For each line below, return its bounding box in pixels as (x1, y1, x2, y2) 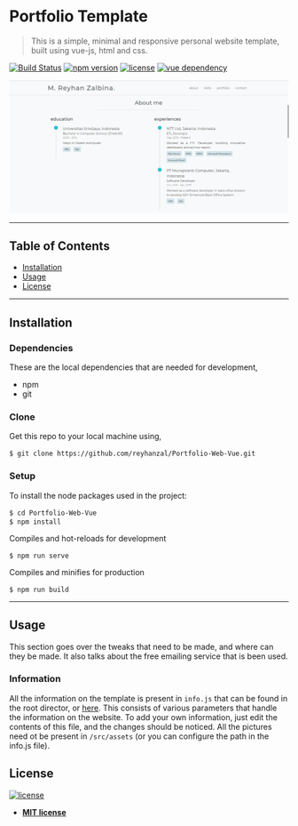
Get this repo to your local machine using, (9, 431, 162, 442)
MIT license (21, 806, 67, 817)
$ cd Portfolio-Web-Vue (9, 509, 98, 517)
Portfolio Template (9, 6, 148, 27)
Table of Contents (9, 238, 111, 254)
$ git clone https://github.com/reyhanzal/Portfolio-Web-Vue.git (9, 449, 255, 459)
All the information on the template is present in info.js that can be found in (9, 693, 288, 703)
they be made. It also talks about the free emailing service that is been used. (9, 651, 288, 662)
